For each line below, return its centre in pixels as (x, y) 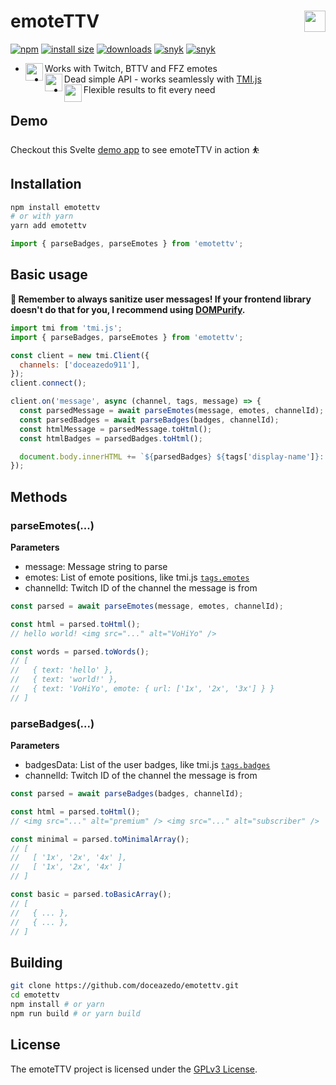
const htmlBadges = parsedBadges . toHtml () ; (111, 438)
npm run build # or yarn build (75, 1013)
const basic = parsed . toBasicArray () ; (91, 895)
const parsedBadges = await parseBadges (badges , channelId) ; (149, 420)
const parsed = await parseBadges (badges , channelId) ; (127, 794)
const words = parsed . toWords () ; (80, 651)
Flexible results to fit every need (149, 89)
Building (36, 962)
